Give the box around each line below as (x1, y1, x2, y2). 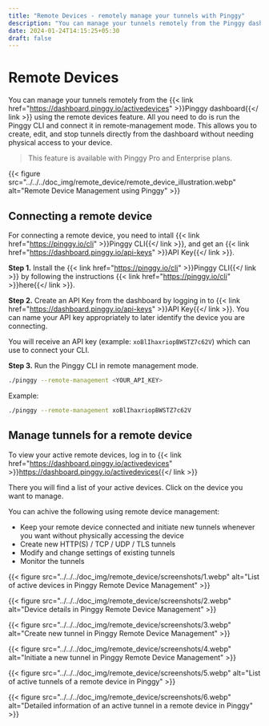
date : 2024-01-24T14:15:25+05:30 (8, 26, 120, 34)
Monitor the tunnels (19, 556, 85, 566)
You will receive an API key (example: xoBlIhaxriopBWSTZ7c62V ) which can (8, 337, 251, 346)
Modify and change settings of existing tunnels (19, 547, 175, 558)
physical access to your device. (8, 138, 113, 148)
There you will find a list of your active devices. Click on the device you (8, 482, 243, 492)
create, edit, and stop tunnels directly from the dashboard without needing (8, 129, 254, 139)
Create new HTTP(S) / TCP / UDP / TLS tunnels (19, 539, 176, 549)
